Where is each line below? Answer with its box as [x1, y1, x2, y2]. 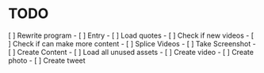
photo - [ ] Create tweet [8, 56, 86, 65]
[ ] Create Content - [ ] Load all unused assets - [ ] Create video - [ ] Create [8, 47, 254, 57]
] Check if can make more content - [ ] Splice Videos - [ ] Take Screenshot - [8, 38, 256, 48]
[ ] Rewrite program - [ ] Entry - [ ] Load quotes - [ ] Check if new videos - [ [8, 31, 254, 40]
